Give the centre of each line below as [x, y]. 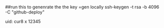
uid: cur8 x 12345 [23, 21]
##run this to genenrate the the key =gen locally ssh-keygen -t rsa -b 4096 [82, 7]
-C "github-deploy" [25, 12]
